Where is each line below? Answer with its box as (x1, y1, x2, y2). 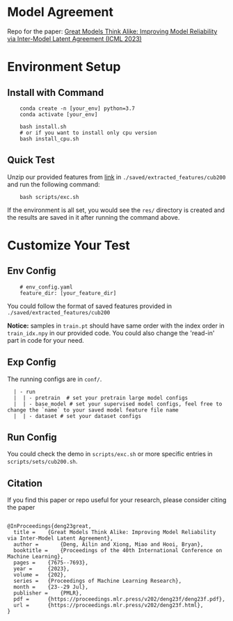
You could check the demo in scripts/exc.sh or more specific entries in (7, 450, 214, 458)
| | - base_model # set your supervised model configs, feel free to (13, 401, 223, 408)
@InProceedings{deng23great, (7, 523, 92, 530)
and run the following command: (7, 180, 100, 188)
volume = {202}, (13, 572, 67, 579)
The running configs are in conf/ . (7, 375, 102, 383)
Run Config (7, 431, 57, 443)
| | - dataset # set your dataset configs (13, 412, 141, 419)
